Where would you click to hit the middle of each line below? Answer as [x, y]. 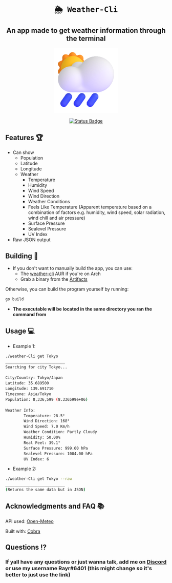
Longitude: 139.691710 [29, 389]
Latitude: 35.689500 [27, 383]
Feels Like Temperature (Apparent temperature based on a [90, 207]
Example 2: [25, 469]
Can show [23, 152]
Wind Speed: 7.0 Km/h [47, 426]
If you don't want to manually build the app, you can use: [73, 268]
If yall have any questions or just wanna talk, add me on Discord [86, 562]
